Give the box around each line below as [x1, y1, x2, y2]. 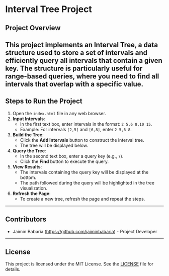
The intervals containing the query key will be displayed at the [20, 169, 149, 175]
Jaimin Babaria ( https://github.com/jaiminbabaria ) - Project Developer [12, 228, 157, 234]
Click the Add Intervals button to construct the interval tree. [20, 137, 144, 143]
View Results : [12, 163, 42, 169]
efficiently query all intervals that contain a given [5, 56, 162, 65]
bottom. [20, 174, 37, 180]
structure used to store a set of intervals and [5, 48, 147, 57]
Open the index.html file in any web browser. [12, 110, 107, 116]
